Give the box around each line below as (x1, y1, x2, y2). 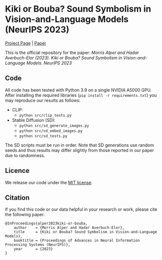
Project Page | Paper (5, 40, 47, 46)
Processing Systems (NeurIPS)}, (5, 242, 70, 247)
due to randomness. (5, 152, 45, 158)
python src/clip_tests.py (19, 113, 72, 118)
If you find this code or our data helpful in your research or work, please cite (5, 206, 158, 212)
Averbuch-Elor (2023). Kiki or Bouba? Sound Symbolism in (5, 55, 122, 60)
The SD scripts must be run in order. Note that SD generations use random (5, 142, 154, 148)
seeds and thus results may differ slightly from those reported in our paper (5, 147, 154, 153)
